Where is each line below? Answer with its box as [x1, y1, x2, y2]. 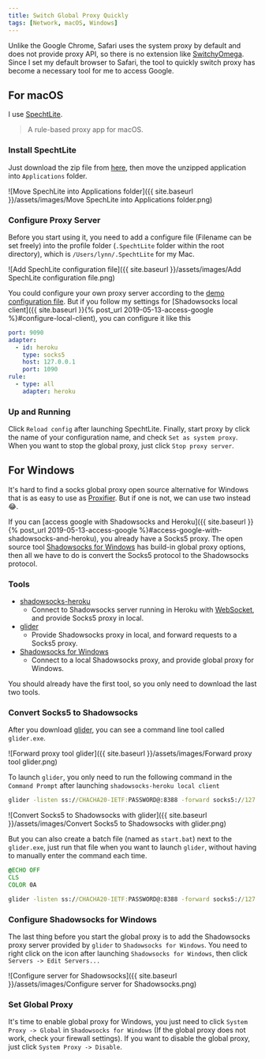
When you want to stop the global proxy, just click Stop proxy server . [8, 441, 234, 450]
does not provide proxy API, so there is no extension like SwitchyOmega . [8, 49, 244, 58]
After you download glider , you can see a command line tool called [8, 725, 225, 735]
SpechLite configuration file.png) [8, 273, 116, 282]
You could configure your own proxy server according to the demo [8, 288, 225, 297]
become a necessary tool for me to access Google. [8, 66, 175, 75]
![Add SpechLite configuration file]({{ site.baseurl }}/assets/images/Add [8, 264, 242, 273]
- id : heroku [15, 343, 58, 352]
